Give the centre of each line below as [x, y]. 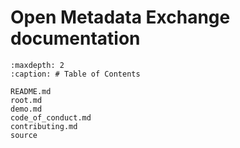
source [24, 135]
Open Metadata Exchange [120, 17]
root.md [26, 100]
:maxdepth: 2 [37, 65]
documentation [75, 38]
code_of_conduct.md [51, 117]
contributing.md [44, 126]
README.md [31, 91]
